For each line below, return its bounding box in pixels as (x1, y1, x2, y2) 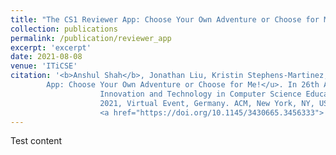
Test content (10, 135, 63, 147)
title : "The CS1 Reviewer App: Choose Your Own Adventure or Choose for (10, 14, 320, 25)
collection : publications (10, 24, 118, 34)
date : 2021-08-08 (10, 52, 83, 62)
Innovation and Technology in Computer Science (99, 89, 302, 99)
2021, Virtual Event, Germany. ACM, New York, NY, (99, 98, 315, 108)
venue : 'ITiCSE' (10, 61, 78, 71)
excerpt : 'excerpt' (10, 42, 92, 53)
